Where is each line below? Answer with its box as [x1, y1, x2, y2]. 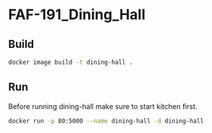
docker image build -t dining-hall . [8, 58, 133, 66]
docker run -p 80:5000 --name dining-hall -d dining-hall [8, 117, 204, 125]
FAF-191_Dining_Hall [8, 6, 146, 24]
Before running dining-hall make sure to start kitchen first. [8, 101, 198, 111]
